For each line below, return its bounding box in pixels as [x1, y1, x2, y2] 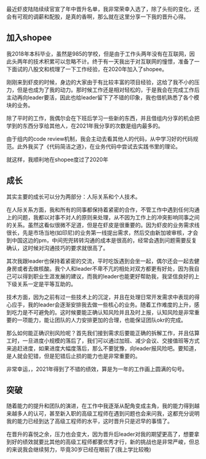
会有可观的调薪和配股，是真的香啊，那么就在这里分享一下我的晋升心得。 [6, 13, 189, 20]
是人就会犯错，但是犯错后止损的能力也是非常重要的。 [6, 352, 141, 360]
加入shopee [6, 32, 52, 43]
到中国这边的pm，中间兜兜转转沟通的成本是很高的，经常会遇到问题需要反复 [6, 237, 197, 244]
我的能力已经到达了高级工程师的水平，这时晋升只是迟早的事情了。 [6, 417, 173, 425]
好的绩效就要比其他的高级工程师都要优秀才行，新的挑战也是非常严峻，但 [11, 438, 194, 446]
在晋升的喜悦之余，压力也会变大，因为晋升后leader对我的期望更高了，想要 [6, 431, 194, 438]
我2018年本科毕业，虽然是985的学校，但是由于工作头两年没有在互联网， [6, 50, 190, 57]
